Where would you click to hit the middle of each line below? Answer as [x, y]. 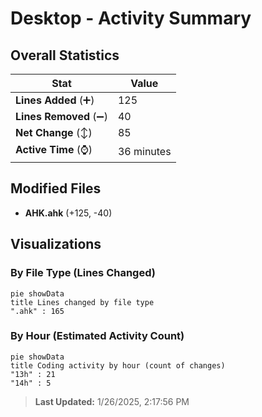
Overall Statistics [65, 55]
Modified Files [56, 188]
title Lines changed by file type [82, 302]
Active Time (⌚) [54, 149]
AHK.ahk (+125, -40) [68, 213]
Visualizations [56, 244]
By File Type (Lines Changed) [83, 273]
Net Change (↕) [54, 132]
